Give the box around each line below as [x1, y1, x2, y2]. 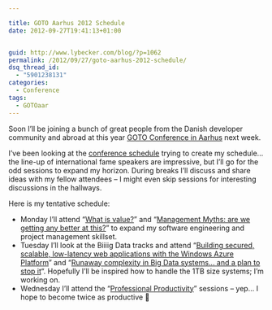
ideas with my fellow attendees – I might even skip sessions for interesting [8, 174, 257, 184]
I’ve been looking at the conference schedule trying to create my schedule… [8, 148, 264, 158]
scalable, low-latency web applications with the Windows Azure [19, 249, 234, 259]
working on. [19, 274, 61, 285]
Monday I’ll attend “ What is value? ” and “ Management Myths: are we [19, 214, 251, 224]
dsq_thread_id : [8, 63, 60, 72]
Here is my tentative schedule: [8, 199, 110, 208]
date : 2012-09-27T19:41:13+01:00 [8, 26, 122, 35]
